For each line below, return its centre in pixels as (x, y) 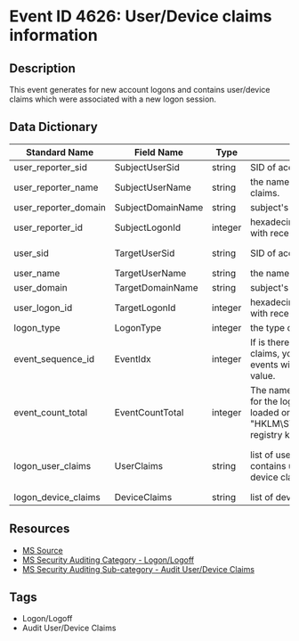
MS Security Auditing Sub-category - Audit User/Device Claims (138, 569)
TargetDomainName (156, 287)
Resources (40, 529)
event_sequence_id (54, 358)
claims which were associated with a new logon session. (113, 99)
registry (267, 434)
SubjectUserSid (147, 167)
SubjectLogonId (147, 227)
